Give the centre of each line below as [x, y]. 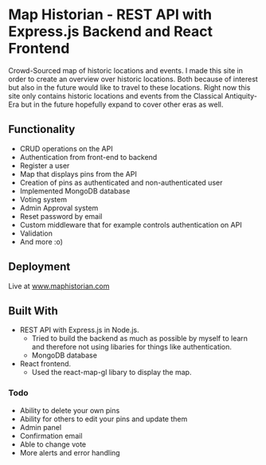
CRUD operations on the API [66, 148]
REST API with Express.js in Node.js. [79, 330]
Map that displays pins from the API [78, 174]
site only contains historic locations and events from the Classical [115, 96]
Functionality [42, 129]
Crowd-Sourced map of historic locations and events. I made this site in [125, 70]
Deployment [39, 267]
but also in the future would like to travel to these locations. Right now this [129, 87]
